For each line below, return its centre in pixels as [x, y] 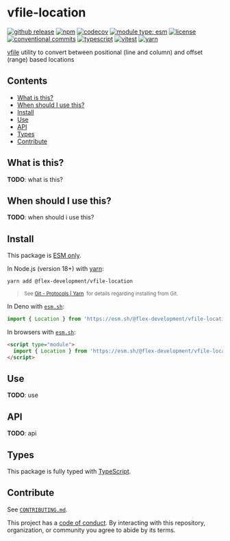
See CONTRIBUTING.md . [37, 509]
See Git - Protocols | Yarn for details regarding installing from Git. [101, 294]
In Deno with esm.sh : [36, 306]
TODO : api [22, 433]
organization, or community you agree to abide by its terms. [91, 530]
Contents [27, 81]
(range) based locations [41, 59]
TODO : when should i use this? [51, 217]
